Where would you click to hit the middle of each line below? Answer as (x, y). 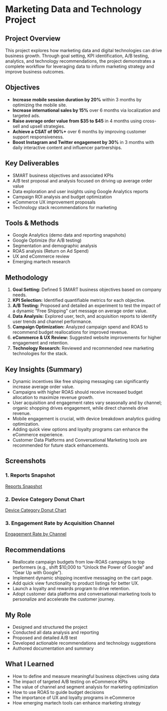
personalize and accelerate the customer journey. (64, 599)
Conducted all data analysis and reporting (56, 632)
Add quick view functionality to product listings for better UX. (76, 583)
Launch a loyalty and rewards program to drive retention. (71, 589)
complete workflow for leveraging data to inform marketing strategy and (80, 66)
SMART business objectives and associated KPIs (63, 175)
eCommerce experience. (38, 435)
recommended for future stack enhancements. (61, 445)
